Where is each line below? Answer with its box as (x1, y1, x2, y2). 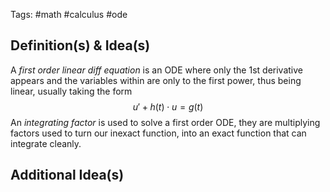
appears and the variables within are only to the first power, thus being (10, 74, 302, 86)
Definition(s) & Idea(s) (10, 37, 151, 54)
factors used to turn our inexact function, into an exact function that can (10, 127, 307, 139)
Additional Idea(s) (10, 167, 125, 184)
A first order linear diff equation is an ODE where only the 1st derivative (10, 64, 303, 76)
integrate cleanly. (10, 137, 82, 149)
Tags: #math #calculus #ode (10, 9, 128, 20)
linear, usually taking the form (10, 85, 133, 97)
